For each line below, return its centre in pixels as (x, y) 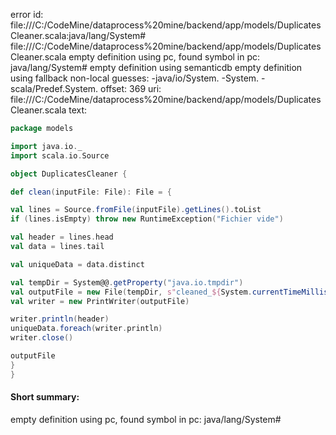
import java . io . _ (46, 146)
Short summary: (45, 397)
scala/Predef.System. (54, 88)
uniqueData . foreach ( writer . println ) (86, 329)
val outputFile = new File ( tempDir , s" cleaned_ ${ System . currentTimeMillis (169, 292)
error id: (27, 14)
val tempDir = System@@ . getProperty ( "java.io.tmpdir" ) (127, 282)
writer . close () (42, 338)
